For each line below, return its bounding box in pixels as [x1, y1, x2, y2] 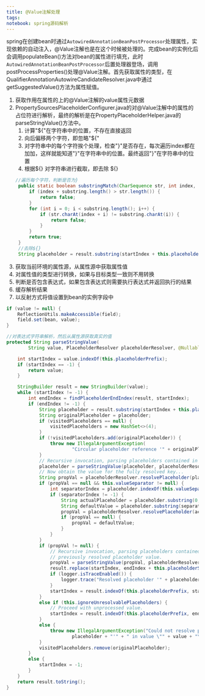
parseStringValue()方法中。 [15, 120, 84, 127]
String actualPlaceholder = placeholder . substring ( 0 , [60, 497, 201, 503]
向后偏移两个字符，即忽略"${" [24, 135, 99, 142]
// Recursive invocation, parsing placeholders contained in [38, 457, 198, 464]
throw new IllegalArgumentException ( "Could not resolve [49, 628, 195, 634]
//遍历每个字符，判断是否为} [15, 178, 78, 184]
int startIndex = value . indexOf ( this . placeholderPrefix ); [17, 356, 168, 362]
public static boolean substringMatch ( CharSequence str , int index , [18, 183, 196, 189]
